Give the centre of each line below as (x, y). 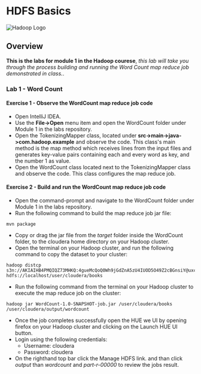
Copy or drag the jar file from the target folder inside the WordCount (99, 235)
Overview (25, 46)
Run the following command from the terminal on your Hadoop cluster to (104, 287)
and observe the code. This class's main (125, 142)
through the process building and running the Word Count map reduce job (98, 67)
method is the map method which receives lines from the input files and (103, 148)
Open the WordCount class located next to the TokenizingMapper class (103, 167)
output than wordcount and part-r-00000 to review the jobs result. (97, 365)
